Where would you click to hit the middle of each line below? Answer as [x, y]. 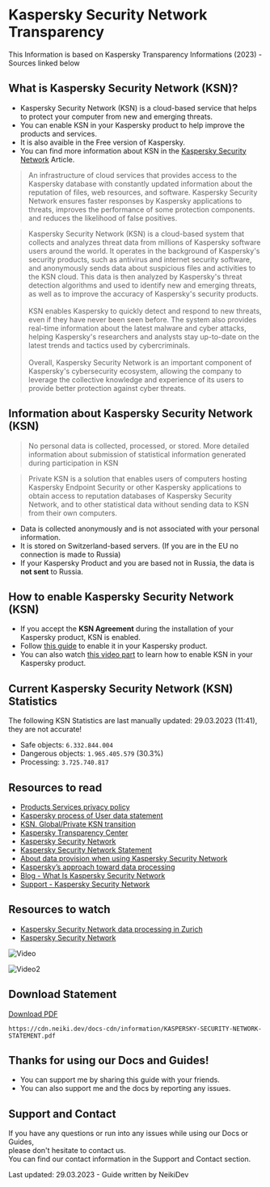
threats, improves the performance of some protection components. [141, 209]
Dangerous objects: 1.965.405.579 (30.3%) [92, 754]
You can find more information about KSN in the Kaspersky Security [133, 150]
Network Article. [47, 159]
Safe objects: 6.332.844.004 [66, 745]
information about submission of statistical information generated [137, 454]
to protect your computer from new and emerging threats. [116, 116]
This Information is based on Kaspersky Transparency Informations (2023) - [135, 54]
